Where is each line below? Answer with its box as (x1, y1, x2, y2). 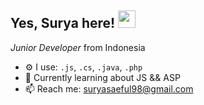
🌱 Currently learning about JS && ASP (24, 71, 181, 83)
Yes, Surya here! (10, 15, 116, 32)
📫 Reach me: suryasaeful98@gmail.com (24, 82, 194, 95)
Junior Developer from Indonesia (10, 41, 146, 53)
